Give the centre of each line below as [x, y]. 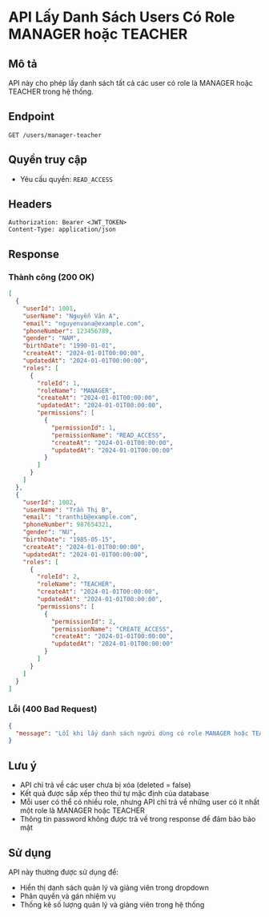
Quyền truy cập [48, 160]
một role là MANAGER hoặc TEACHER [82, 810]
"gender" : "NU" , [50, 532]
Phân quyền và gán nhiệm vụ [68, 896]
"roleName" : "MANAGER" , [76, 390]
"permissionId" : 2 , [83, 621]
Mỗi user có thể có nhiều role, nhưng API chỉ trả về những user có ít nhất [140, 802]
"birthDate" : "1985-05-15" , [69, 539]
